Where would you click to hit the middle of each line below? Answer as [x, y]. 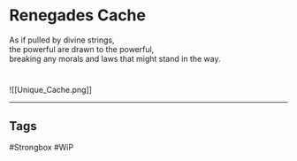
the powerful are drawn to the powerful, [82, 49]
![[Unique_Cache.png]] [51, 90]
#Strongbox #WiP [41, 147]
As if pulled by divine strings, [62, 40]
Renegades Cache [77, 15]
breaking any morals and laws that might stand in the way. [115, 58]
